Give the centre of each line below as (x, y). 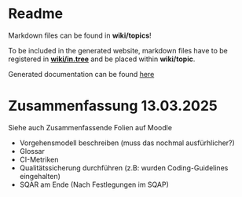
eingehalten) (40, 176)
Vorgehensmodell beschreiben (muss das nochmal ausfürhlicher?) (127, 143)
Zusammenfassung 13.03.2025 (113, 106)
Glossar (32, 151)
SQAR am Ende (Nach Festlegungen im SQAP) (94, 184)
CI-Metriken (39, 159)
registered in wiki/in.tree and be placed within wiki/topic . (102, 59)
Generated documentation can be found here (81, 74)
